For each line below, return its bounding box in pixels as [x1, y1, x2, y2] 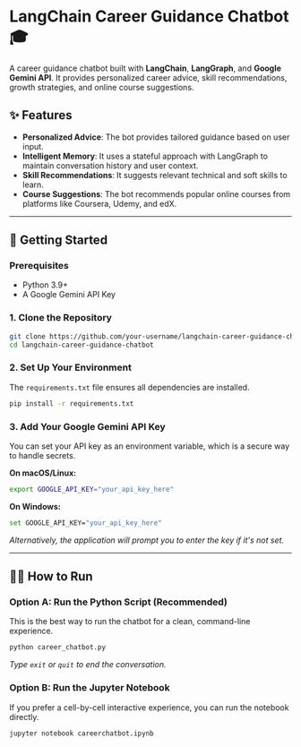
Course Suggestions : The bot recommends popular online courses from [21, 188, 291, 199]
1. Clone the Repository [9, 312, 112, 324]
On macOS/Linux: [9, 468, 77, 478]
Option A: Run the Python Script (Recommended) [9, 596, 228, 608]
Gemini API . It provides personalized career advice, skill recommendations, [9, 72, 288, 82]
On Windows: [9, 501, 61, 511]
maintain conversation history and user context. [21, 159, 199, 171]
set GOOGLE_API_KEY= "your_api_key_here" [9, 518, 163, 528]
